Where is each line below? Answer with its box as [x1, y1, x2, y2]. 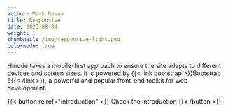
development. [7, 84, 47, 92]
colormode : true [7, 42, 55, 49]
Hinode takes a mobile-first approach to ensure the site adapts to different [7, 62, 222, 70]
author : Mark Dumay [7, 10, 64, 17]
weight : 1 [7, 29, 36, 37]
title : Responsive [7, 17, 61, 24]
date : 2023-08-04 [7, 23, 58, 30]
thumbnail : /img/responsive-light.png [7, 36, 120, 43]
